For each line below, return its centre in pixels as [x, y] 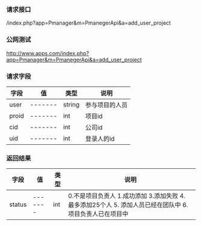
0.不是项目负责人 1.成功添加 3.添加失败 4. [127, 196]
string [71, 105]
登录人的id [100, 138]
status [18, 204]
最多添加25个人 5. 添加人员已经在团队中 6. [128, 205]
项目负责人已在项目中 [98, 214]
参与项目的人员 [106, 105]
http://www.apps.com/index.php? [47, 53]
